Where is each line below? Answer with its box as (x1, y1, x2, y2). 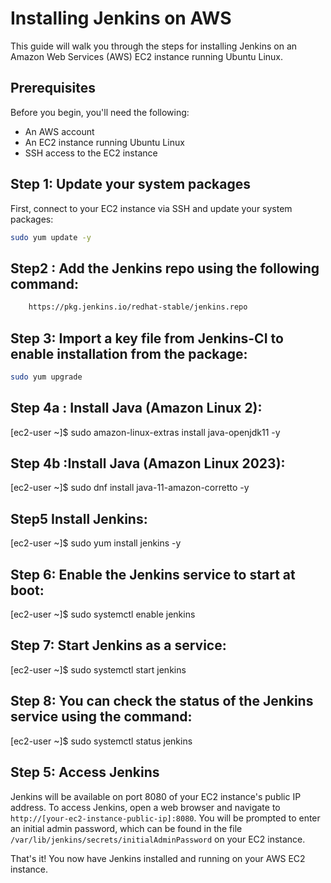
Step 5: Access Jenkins (10, 764, 160, 781)
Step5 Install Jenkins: (10, 510, 148, 527)
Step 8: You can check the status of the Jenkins (10, 693, 314, 710)
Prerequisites (10, 80, 96, 97)
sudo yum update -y (10, 232, 92, 242)
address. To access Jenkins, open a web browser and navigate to (10, 801, 281, 813)
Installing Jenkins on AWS (10, 7, 232, 30)
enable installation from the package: (10, 345, 248, 362)
